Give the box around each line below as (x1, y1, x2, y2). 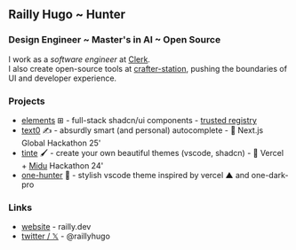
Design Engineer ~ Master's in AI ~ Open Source (8, 34, 221, 46)
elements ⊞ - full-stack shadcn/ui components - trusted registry (20, 114, 257, 125)
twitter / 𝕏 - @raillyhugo (20, 230, 110, 242)
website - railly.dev (20, 222, 92, 232)
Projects (8, 95, 45, 107)
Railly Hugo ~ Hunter (8, 7, 126, 22)
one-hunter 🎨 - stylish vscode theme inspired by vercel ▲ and (20, 169, 250, 180)
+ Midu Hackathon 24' (20, 160, 104, 171)
